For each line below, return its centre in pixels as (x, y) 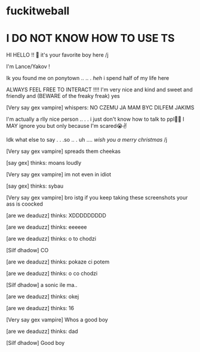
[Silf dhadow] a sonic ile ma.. (42, 285)
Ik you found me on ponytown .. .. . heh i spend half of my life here (88, 78)
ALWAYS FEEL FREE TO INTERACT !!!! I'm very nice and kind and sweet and (99, 90)
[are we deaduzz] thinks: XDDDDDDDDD (56, 216)
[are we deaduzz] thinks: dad (42, 331)
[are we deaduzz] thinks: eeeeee (47, 227)
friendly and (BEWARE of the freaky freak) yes (63, 96)
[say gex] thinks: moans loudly (44, 163)
